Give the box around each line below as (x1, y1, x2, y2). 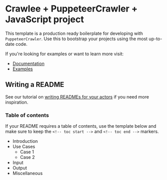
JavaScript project (5, 14, 84, 25)
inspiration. (5, 99, 29, 105)
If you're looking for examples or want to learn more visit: (5, 51, 124, 57)
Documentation (12, 60, 45, 66)
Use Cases (12, 144, 35, 150)
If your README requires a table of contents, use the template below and (5, 123, 157, 129)
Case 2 (20, 154, 35, 160)
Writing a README (5, 80, 64, 89)
